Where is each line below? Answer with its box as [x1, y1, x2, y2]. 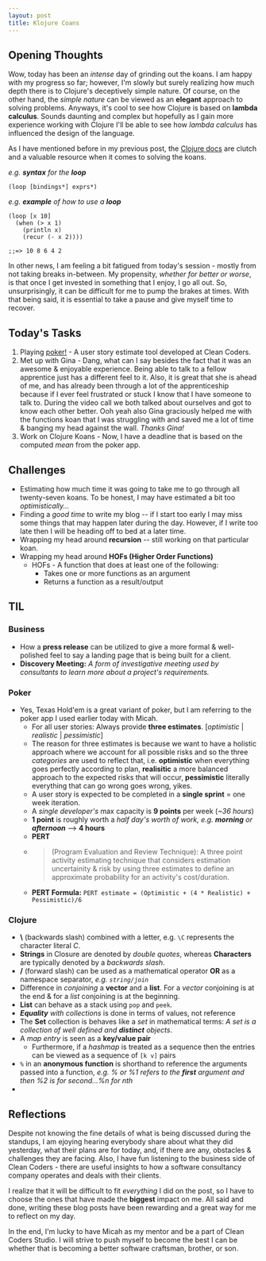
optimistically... [19, 501, 70, 511]
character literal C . [19, 941, 81, 951]
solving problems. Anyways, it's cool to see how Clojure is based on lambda [8, 103, 258, 113]
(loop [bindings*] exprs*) [8, 183, 98, 191]
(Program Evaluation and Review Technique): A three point [51, 846, 243, 856]
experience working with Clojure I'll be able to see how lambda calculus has [8, 120, 258, 129]
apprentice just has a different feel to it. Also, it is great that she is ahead [19, 372, 257, 382]
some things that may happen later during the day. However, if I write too [19, 518, 258, 527]
